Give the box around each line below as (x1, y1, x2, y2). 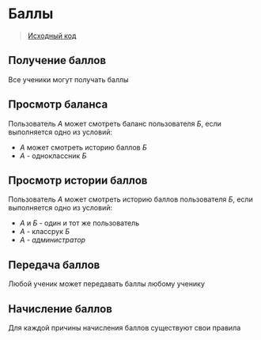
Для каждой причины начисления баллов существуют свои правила (8, 323, 241, 332)
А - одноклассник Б (19, 151, 87, 161)
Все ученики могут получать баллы (8, 74, 129, 84)
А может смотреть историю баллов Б (19, 142, 148, 152)
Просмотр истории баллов (8, 173, 148, 187)
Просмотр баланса (8, 98, 108, 111)
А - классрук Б (19, 227, 70, 236)
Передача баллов (8, 258, 100, 271)
